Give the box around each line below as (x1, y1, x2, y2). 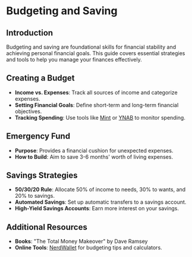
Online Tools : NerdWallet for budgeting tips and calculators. (14, 244, 162, 251)
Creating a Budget (6, 73, 75, 83)
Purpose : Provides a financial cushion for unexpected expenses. (14, 147, 174, 154)
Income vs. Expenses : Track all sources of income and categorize (14, 89, 178, 96)
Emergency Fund (6, 131, 70, 142)
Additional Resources (6, 222, 87, 232)
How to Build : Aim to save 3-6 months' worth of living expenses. (14, 153, 174, 160)
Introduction (6, 28, 53, 38)
